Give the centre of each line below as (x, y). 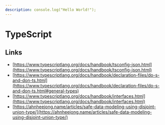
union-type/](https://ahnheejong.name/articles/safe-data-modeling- (82, 112)
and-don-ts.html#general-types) (46, 91)
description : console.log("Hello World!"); (51, 10)
